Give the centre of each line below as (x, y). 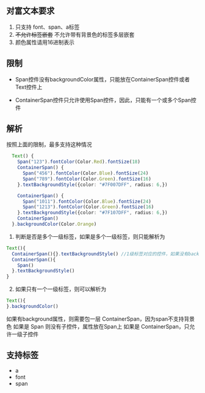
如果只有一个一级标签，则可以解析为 (61, 289)
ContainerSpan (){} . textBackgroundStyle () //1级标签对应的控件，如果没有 (100, 254)
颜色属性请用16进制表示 (45, 42)
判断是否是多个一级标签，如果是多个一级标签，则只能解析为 (90, 236)
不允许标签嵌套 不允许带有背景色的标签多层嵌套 (75, 34)
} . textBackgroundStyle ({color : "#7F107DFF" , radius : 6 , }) (92, 213)
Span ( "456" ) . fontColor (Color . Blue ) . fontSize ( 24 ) (85, 173)
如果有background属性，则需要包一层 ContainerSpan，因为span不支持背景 (101, 319)
